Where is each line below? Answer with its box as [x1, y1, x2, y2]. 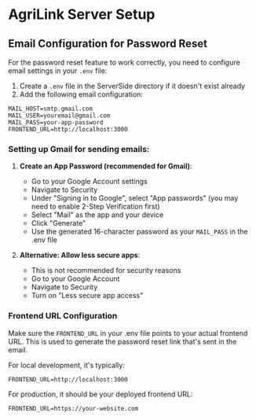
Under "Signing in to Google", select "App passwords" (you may [31, 193, 239, 203]
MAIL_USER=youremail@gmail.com [8, 112, 111, 120]
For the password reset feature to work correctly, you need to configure [8, 57, 241, 67]
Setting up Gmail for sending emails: [8, 143, 150, 154]
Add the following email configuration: [19, 90, 144, 99]
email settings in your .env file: [8, 66, 108, 76]
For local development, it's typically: [8, 360, 126, 370]
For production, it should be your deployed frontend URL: [8, 389, 193, 399]
